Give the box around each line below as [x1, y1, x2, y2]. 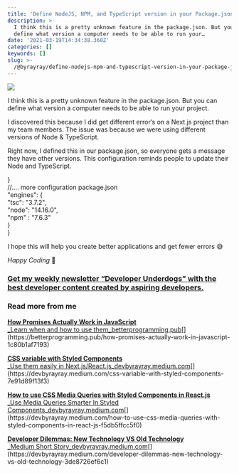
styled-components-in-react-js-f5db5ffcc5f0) [7, 420, 142, 429]
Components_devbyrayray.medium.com [7, 405, 124, 414]
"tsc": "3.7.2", [7, 198, 47, 206]
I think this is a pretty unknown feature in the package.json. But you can [7, 96, 218, 105]
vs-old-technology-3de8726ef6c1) [7, 457, 109, 466]
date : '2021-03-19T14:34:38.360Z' [7, 37, 110, 44]
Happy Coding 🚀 [7, 255, 56, 264]
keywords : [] [7, 51, 46, 58]
